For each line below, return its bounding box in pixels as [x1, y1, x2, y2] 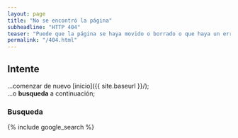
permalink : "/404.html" [7, 37, 78, 44]
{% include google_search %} [7, 123, 95, 132]
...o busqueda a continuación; [7, 89, 96, 98]
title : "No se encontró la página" [7, 17, 113, 24]
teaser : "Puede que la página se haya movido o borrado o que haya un [7, 30, 220, 38]
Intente [7, 63, 40, 75]
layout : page [7, 10, 46, 18]
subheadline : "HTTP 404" [7, 23, 81, 30]
